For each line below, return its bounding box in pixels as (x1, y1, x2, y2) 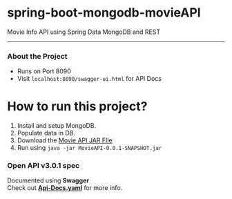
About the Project (7, 51, 68, 61)
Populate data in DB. (17, 129, 76, 138)
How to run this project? (7, 99, 148, 115)
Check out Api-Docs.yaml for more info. (7, 184, 123, 192)
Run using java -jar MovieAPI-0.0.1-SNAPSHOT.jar (17, 144, 162, 152)
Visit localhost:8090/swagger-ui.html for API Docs (17, 75, 162, 83)
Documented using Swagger (7, 176, 90, 184)
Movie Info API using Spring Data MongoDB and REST (7, 28, 161, 36)
